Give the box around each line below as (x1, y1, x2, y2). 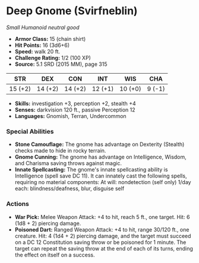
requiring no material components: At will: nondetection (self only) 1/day (14, 179, 191, 186)
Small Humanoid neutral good (6, 24, 80, 31)
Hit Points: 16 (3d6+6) (14, 42, 70, 49)
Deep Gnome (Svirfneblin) (6, 4, 138, 18)
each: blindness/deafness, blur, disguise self (14, 185, 125, 192)
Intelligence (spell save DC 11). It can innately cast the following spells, (14, 172, 187, 179)
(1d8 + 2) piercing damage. (14, 220, 81, 227)
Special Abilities (6, 127, 54, 135)
